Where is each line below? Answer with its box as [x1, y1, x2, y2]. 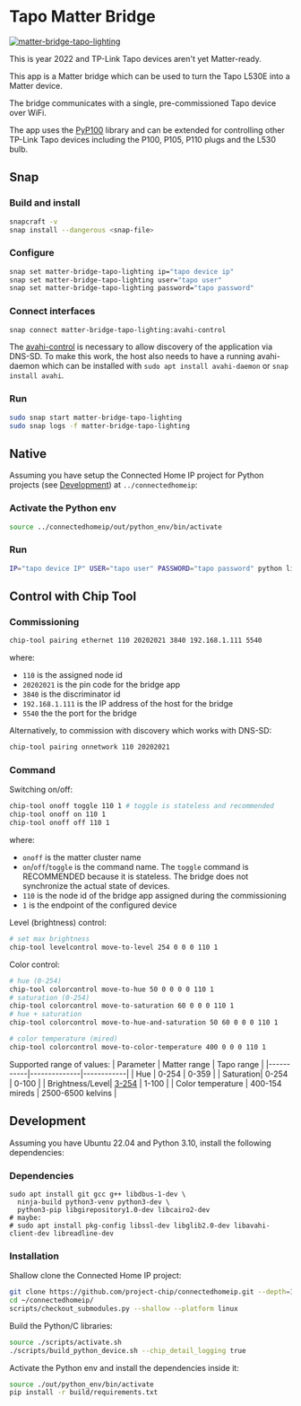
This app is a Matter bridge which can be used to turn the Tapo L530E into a [9, 70, 290, 82]
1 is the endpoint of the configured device [21, 900, 177, 910]
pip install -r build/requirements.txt [9, 1388, 159, 1397]
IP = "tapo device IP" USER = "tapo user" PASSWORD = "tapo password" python [9, 564, 282, 573]
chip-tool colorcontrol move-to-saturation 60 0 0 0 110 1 [9, 1001, 235, 1011]
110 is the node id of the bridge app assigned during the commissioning [21, 891, 287, 901]
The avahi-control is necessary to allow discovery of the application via [9, 341, 273, 352]
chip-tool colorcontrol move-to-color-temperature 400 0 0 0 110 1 [9, 1042, 267, 1051]
